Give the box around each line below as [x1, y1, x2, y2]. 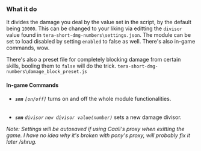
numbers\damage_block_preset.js [6, 69, 87, 75]
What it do [6, 5, 37, 13]
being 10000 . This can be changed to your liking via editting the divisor [6, 25, 182, 32]
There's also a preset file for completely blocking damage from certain [6, 56, 181, 63]
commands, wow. [6, 44, 50, 51]
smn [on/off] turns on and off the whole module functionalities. [14, 95, 172, 102]
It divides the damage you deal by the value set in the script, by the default [6, 19, 191, 26]
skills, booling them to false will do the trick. [6, 62, 116, 69]
